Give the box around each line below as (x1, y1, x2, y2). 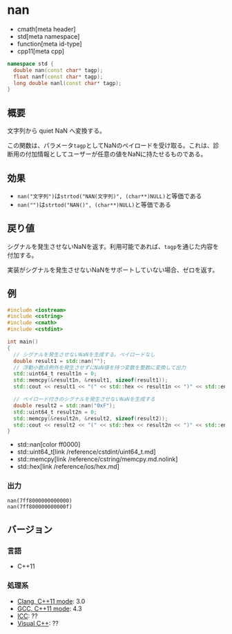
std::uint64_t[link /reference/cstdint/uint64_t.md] (17, 448, 156, 456)
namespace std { (7, 60, 54, 67)
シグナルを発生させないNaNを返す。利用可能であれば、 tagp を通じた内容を (7, 242, 220, 250)
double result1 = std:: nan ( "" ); (13, 357, 107, 364)
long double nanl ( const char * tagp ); (13, 80, 122, 86)
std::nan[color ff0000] (17, 440, 81, 449)
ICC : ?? (17, 611, 38, 620)
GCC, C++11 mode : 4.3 (17, 604, 82, 613)
